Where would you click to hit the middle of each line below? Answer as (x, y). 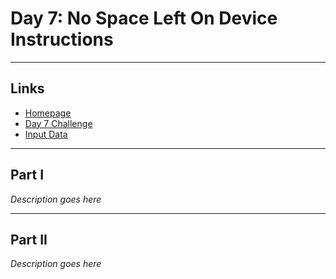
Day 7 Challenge (58, 123)
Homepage (48, 113)
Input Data (46, 134)
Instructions (62, 39)
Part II (29, 239)
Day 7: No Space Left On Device (144, 18)
